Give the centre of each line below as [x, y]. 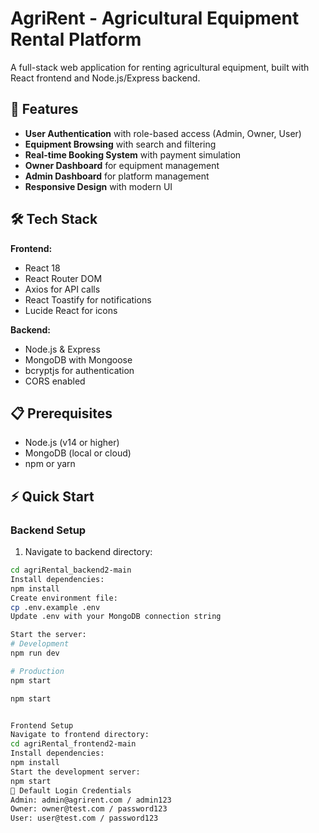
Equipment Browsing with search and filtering [120, 144]
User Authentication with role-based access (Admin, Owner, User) [163, 133]
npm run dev [35, 653]
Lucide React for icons [71, 310]
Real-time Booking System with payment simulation [133, 154]
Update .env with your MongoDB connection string [116, 617]
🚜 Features [44, 109]
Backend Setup [48, 530]
